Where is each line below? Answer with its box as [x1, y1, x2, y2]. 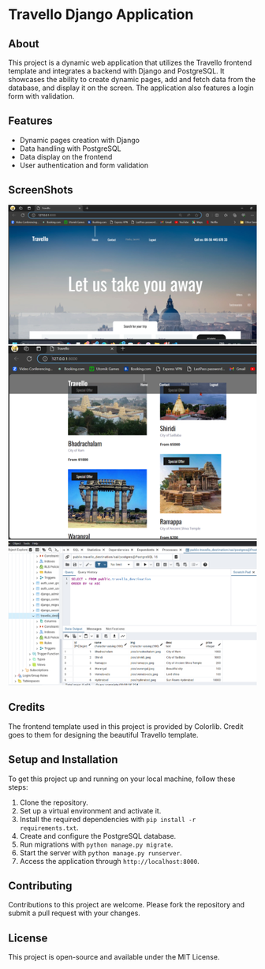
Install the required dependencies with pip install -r [19, 814, 196, 824]
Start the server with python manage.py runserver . [19, 847, 183, 858]
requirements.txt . [19, 823, 79, 832]
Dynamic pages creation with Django [19, 135, 140, 145]
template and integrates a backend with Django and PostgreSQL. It [8, 66, 225, 76]
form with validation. [8, 92, 75, 100]
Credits [8, 700, 46, 714]
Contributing [8, 879, 73, 893]
